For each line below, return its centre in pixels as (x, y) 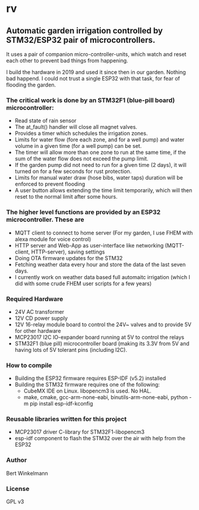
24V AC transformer (39, 311)
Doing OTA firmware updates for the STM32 (69, 258)
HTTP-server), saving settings (68, 252)
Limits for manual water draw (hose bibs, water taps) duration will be (99, 178)
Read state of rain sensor (45, 120)
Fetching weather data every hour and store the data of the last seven (100, 264)
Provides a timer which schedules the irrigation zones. (81, 134)
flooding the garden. (31, 85)
